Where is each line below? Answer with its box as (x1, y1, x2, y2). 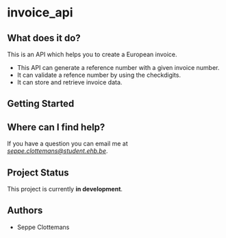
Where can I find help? (7, 121, 105, 133)
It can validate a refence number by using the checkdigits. (16, 71, 181, 79)
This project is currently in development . (7, 185, 123, 193)
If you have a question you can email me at (7, 139, 128, 148)
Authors (7, 204, 43, 217)
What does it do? (7, 32, 81, 44)
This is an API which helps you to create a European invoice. (7, 50, 177, 58)
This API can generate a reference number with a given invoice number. (16, 64, 220, 71)
